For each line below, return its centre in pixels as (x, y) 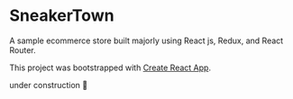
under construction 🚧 (49, 85)
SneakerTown (62, 16)
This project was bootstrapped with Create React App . (110, 67)
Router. (23, 49)
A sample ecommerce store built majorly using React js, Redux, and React (146, 40)
